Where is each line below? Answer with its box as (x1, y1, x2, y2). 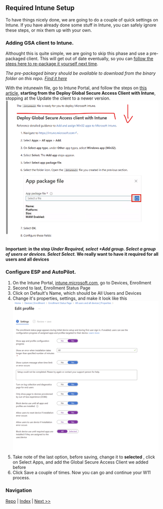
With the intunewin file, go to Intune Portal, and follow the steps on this (5, 85, 147, 91)
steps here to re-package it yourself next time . (5, 61, 98, 67)
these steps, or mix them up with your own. (5, 27, 92, 33)
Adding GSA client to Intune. (5, 39, 74, 46)
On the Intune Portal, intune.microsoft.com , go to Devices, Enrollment (12, 280, 152, 285)
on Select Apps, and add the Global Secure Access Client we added (12, 459, 148, 465)
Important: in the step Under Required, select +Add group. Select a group (5, 246, 156, 252)
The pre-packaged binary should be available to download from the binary (5, 70, 156, 76)
